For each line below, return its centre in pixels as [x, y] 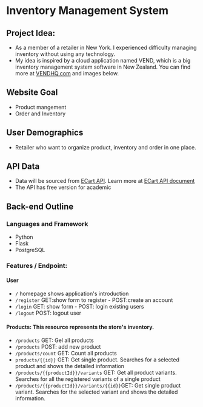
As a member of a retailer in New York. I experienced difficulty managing [106, 47]
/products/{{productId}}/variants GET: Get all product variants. [96, 373]
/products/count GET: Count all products [66, 354]
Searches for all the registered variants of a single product [88, 379]
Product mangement [41, 107]
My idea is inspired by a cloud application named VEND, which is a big [103, 60]
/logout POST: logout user [48, 313]
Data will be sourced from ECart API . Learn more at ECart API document [105, 181]
